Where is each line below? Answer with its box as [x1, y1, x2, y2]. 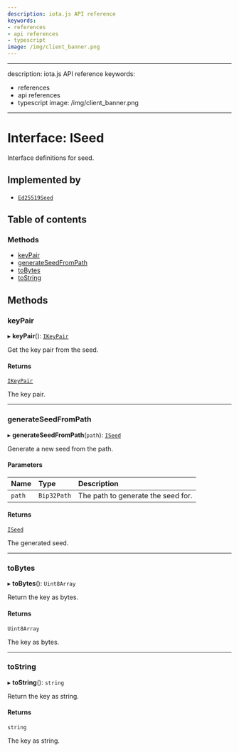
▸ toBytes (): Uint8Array [7, 579, 76, 588]
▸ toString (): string [7, 678, 65, 687]
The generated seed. [7, 539, 69, 547]
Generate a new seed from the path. [7, 444, 114, 453]
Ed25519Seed [17, 194, 53, 201]
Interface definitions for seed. [7, 154, 95, 162]
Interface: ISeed [7, 130, 105, 146]
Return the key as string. [7, 692, 80, 700]
